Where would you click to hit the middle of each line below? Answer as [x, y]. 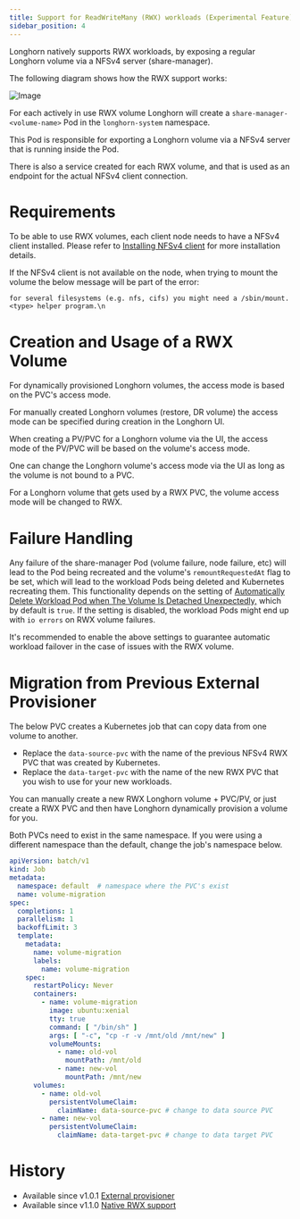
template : [35, 936]
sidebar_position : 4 [48, 26]
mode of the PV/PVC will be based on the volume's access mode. [130, 448]
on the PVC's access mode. [60, 395]
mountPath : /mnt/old [104, 1060]
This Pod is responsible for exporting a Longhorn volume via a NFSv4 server [150, 139]
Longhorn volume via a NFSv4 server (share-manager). [111, 61]
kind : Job [28, 870]
